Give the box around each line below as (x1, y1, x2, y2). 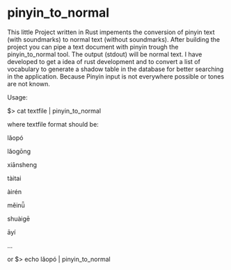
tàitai (7, 174, 22, 182)
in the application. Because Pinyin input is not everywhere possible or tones (7, 72, 225, 81)
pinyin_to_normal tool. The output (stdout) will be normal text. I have (7, 50, 202, 58)
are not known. (7, 79, 51, 88)
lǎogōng (7, 147, 31, 155)
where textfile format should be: (7, 120, 99, 128)
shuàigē (7, 214, 30, 223)
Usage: (7, 93, 28, 102)
